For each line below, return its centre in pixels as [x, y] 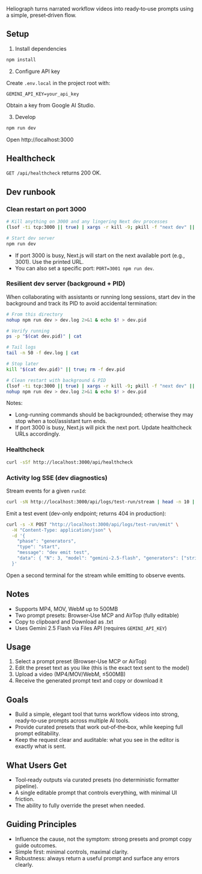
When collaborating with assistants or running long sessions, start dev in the [101, 297]
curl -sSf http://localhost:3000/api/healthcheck [70, 462]
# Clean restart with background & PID [56, 380]
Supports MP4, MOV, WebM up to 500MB [66, 608]
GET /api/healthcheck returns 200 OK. [54, 173]
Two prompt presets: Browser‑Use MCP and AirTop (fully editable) [97, 615]
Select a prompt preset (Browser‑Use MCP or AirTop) [81, 662]
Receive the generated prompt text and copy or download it [89, 681]
